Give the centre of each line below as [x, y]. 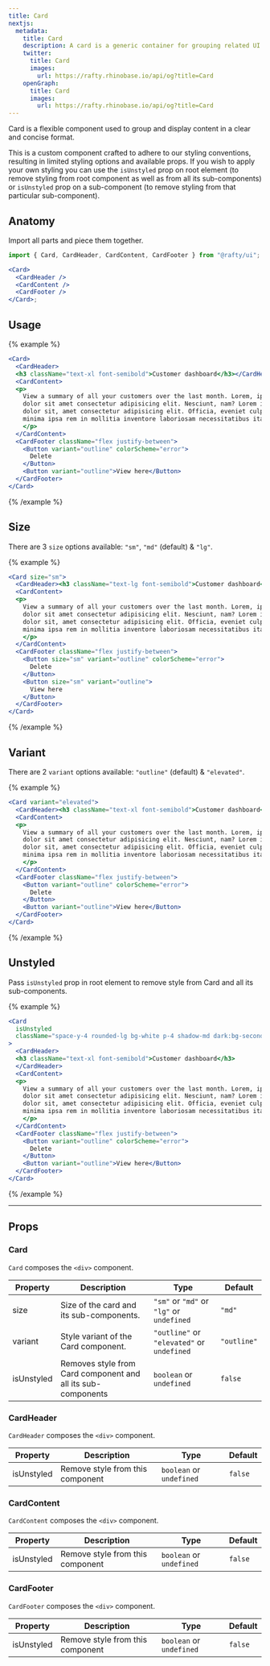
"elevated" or [179, 1342]
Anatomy [32, 221]
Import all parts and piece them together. [76, 240]
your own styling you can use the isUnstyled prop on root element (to [124, 170]
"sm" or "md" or [181, 1301]
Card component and [100, 1373]
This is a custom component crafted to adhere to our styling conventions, [130, 153]
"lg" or [167, 1311]
